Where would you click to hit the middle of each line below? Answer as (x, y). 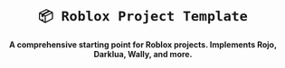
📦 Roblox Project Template (143, 17)
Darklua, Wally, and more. (143, 54)
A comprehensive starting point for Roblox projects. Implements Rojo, (143, 44)
